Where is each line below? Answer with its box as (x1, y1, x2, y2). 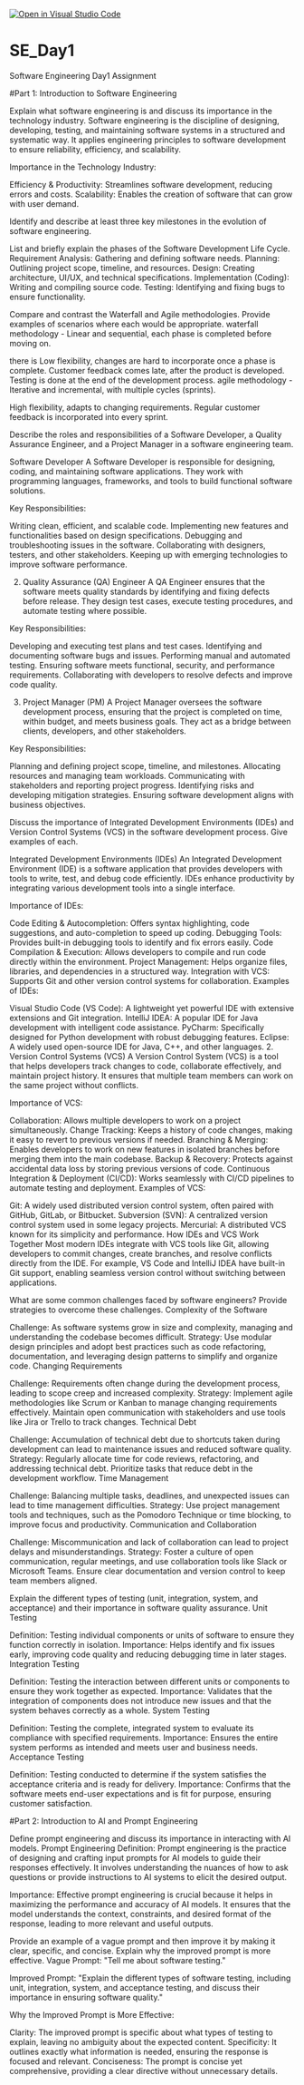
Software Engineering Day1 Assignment (9, 70, 157, 81)
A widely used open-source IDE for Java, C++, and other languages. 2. (9, 1041, 274, 1052)
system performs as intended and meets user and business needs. (9, 1741, 258, 1752)
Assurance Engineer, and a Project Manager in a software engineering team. (9, 438, 294, 449)
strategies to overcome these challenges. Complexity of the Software (9, 1304, 268, 1315)
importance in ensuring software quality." (9, 1992, 164, 2002)
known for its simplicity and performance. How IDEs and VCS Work (9, 1229, 260, 1240)
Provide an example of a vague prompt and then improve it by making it (9, 1935, 276, 1946)
